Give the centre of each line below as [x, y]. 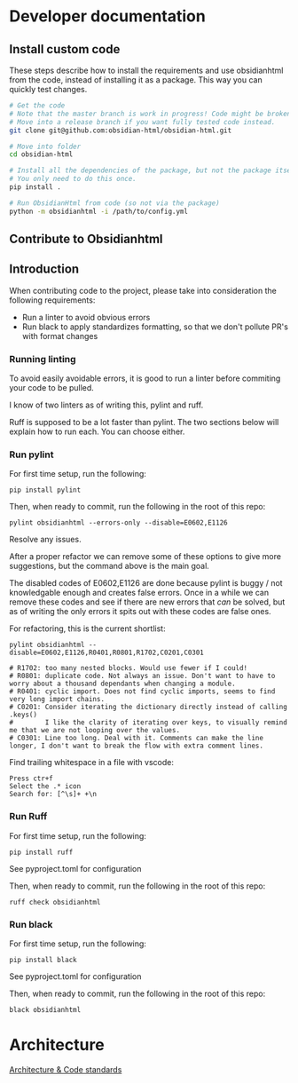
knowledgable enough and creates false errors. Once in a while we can [139, 593]
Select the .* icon [45, 787]
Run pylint [31, 455]
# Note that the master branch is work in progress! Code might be [137, 114]
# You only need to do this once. [73, 179]
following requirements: [52, 300]
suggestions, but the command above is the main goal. [110, 566]
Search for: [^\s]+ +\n [53, 794]
